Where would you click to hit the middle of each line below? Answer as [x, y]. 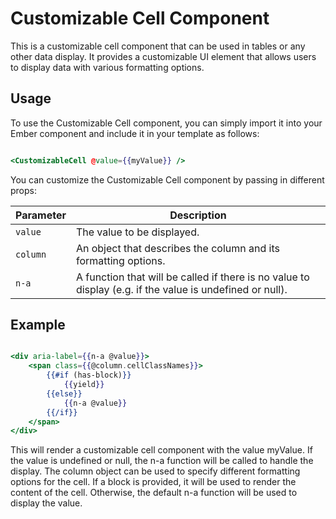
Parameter [41, 215]
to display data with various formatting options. [107, 67]
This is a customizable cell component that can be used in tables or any [158, 46]
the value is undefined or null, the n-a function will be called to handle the [162, 461]
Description [198, 215]
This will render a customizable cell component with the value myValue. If [161, 450]
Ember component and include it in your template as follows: [135, 133]
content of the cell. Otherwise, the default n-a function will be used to [154, 493]
